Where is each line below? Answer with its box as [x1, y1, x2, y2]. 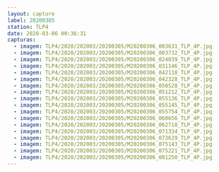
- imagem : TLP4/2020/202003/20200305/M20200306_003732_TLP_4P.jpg [13, 50, 213, 57]
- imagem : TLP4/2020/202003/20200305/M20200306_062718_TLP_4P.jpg [13, 121, 213, 128]
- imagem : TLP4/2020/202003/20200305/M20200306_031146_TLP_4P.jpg [13, 62, 213, 70]
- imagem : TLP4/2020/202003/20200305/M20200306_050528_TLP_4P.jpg [13, 82, 213, 89]
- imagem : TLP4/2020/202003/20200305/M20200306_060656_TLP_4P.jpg [13, 114, 213, 121]
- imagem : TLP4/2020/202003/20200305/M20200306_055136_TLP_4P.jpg [13, 95, 213, 102]
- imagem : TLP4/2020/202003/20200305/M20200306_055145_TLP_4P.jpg [13, 102, 213, 109]
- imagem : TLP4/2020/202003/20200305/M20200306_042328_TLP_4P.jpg [13, 75, 213, 83]
